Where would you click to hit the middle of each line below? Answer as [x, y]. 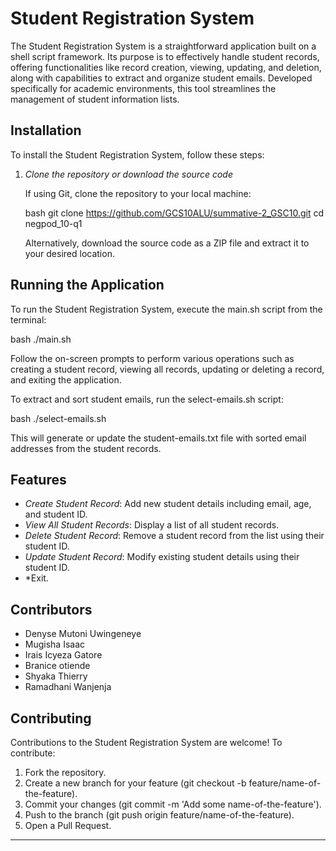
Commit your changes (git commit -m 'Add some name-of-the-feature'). [173, 804]
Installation [46, 130]
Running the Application [87, 285]
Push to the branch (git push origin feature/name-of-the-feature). [159, 815]
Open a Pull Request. [68, 825]
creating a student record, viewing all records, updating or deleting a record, [167, 369]
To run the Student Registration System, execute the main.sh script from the [166, 309]
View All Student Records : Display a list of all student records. [152, 525]
